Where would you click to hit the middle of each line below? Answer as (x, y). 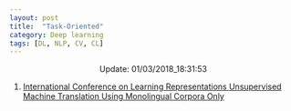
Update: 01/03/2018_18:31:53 (153, 69)
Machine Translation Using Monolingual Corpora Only (124, 96)
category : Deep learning (57, 35)
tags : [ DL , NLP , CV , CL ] (57, 43)
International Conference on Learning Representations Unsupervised (152, 86)
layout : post (34, 18)
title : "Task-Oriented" (57, 26)
